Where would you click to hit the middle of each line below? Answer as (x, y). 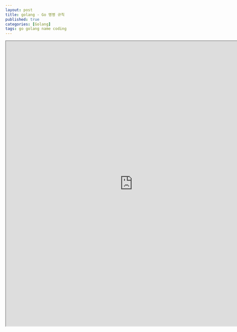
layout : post (19, 10)
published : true (22, 19)
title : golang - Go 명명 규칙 (35, 15)
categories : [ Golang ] (28, 24)
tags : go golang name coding (36, 29)
